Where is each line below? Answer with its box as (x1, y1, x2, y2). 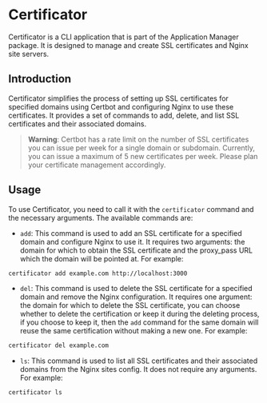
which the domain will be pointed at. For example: (19, 253, 184, 263)
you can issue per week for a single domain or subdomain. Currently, (27, 142, 256, 153)
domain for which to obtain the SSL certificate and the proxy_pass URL (19, 245, 253, 255)
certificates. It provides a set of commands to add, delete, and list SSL (8, 110, 240, 120)
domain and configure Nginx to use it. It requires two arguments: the (19, 237, 245, 246)
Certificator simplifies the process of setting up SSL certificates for (8, 94, 229, 103)
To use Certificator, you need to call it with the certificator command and (8, 204, 254, 213)
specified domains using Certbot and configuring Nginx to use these (8, 102, 234, 111)
